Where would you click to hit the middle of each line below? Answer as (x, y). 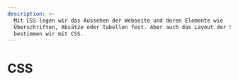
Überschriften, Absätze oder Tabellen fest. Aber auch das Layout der (120, 27)
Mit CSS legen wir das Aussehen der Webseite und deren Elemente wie (118, 21)
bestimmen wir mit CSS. (49, 34)
